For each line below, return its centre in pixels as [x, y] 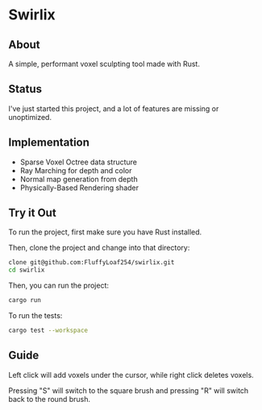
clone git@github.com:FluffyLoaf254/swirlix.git [91, 263]
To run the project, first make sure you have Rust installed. [105, 232]
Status [25, 89]
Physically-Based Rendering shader [79, 188]
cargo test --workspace [48, 331]
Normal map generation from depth [79, 179]
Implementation [49, 143]
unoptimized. [30, 117]
